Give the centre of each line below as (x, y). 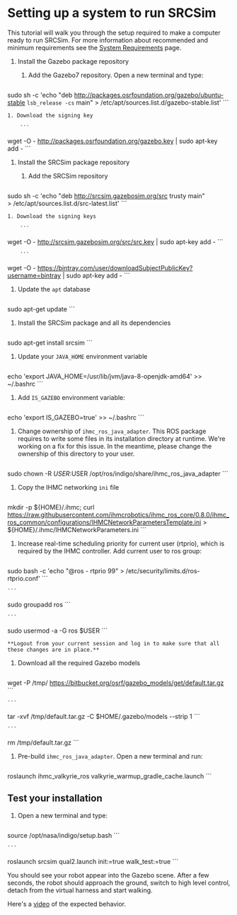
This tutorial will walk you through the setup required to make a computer (114, 33)
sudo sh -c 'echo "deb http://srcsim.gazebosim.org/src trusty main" (106, 195)
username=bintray (34, 275)
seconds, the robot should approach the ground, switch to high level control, (119, 882)
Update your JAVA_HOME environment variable (82, 356)
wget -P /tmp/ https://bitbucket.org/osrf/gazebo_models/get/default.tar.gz (116, 683)
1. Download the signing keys (52, 216)
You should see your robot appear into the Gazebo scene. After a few (109, 875)
